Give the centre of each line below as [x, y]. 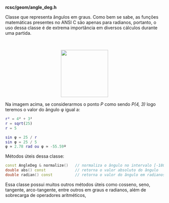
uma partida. [18, 33]
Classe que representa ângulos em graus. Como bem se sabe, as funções [82, 17]
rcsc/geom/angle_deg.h [31, 7]
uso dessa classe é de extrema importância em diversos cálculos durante [81, 28]
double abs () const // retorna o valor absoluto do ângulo [82, 170]
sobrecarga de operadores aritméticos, [46, 195]
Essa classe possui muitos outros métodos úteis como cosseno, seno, [78, 184]
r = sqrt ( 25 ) [19, 123]
